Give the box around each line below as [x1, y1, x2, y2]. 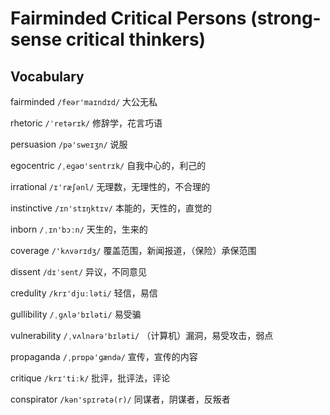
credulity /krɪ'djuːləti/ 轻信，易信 [10, 287, 158, 299]
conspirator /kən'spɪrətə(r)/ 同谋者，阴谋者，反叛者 [10, 393, 231, 405]
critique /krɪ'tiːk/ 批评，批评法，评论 [10, 372, 171, 384]
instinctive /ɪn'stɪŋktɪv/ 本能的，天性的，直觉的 [10, 202, 212, 214]
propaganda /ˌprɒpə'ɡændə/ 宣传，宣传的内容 [10, 351, 198, 362]
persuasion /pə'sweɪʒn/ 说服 [10, 138, 128, 150]
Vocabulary [10, 68, 85, 85]
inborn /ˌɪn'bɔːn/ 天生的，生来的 [10, 223, 148, 235]
